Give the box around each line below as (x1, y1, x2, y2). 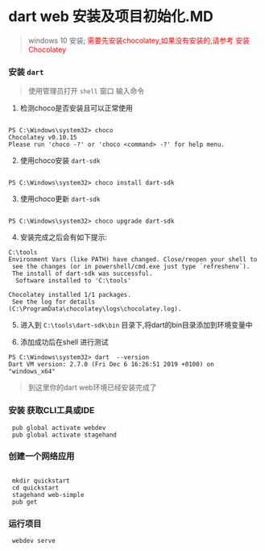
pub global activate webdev (11, 424, 106, 432)
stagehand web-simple (11, 490, 85, 499)
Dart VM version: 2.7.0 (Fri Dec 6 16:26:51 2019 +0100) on (8, 361, 215, 369)
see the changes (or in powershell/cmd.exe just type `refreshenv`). (11, 263, 251, 271)
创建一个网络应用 (8, 451, 75, 462)
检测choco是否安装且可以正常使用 (19, 103, 133, 113)
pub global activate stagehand (11, 431, 117, 439)
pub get (11, 498, 38, 506)
